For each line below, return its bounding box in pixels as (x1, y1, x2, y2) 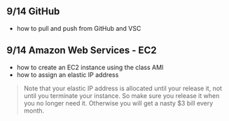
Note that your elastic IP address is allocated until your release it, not (23, 84, 222, 92)
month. (23, 106, 45, 115)
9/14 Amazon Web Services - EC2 (6, 45, 157, 57)
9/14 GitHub (6, 6, 60, 17)
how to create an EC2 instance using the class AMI (16, 63, 164, 71)
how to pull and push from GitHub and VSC (16, 24, 141, 32)
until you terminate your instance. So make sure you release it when (23, 91, 220, 100)
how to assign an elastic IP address (16, 70, 119, 79)
